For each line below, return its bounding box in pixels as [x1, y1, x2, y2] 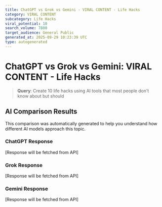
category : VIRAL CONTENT [5, 12, 56, 17]
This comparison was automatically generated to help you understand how [5, 120, 158, 126]
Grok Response [5, 161, 43, 168]
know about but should [17, 93, 64, 99]
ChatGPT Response [5, 138, 53, 145]
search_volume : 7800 [5, 26, 48, 31]
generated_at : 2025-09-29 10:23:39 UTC [5, 35, 87, 40]
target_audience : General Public [5, 30, 74, 35]
